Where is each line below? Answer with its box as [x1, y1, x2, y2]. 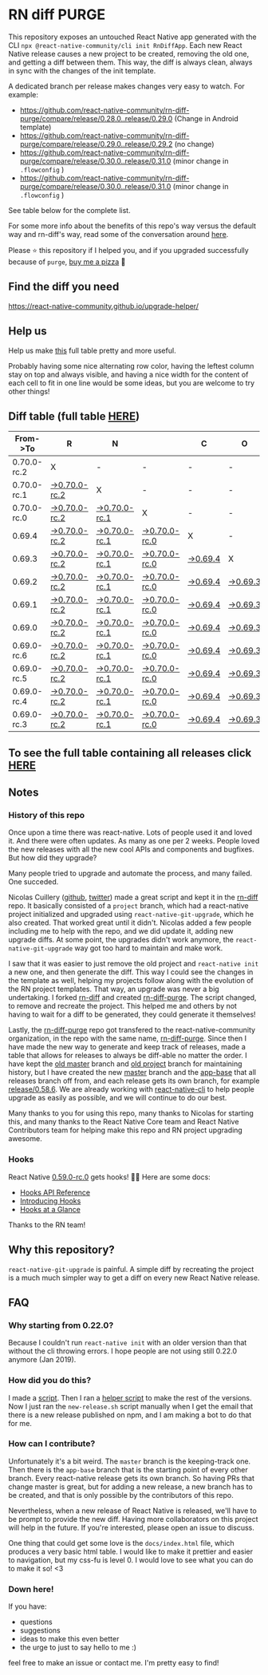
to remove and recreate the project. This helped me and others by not [8, 1001, 238, 1011]
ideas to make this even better [19, 1634, 120, 1644]
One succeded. [8, 877, 59, 887]
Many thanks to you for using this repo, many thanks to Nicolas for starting [8, 1108, 254, 1118]
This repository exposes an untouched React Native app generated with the [8, 32, 257, 41]
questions [19, 1618, 53, 1627]
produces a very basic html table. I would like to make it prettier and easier [8, 1547, 254, 1556]
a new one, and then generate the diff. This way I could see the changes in [8, 967, 254, 977]
